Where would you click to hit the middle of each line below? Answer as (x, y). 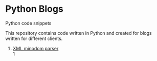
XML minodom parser (36, 48)
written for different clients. (34, 38)
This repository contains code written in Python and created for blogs (78, 33)
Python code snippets (28, 23)
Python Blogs (35, 9)
